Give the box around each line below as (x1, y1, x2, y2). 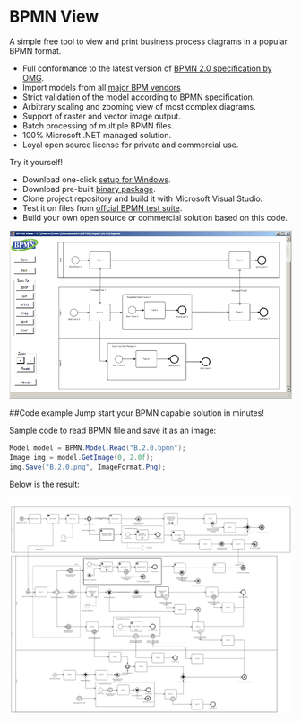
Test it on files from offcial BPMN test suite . (21, 202, 183, 213)
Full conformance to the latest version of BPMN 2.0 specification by (21, 63, 272, 74)
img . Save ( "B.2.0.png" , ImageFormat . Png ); (9, 462, 167, 472)
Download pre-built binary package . (21, 183, 156, 194)
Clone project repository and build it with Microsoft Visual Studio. (21, 193, 263, 204)
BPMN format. (9, 45, 62, 56)
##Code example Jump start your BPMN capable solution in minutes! (9, 408, 264, 418)
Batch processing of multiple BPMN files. (21, 119, 175, 131)
